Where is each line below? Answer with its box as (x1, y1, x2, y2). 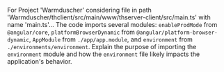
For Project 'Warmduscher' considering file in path (7, 6, 152, 14)
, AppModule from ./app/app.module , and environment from (29, 35, 193, 44)
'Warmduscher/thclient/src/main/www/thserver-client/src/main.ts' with (7, 13, 211, 21)
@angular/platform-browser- (136, 29, 218, 36)
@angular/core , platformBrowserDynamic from (7, 28, 136, 36)
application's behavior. (7, 57, 72, 65)
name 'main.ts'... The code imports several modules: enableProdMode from (7, 21, 218, 28)
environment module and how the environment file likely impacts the (7, 50, 200, 58)
